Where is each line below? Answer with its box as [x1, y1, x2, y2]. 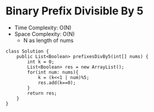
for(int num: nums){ [27, 69, 79, 75]
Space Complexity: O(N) [14, 30, 75, 37]
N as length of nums [23, 37, 74, 44]
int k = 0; [27, 59, 55, 65]
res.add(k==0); [37, 80, 76, 86]
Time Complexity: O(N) [14, 24, 72, 31]
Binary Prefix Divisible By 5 [5, 4, 144, 18]
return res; [27, 90, 58, 96]
